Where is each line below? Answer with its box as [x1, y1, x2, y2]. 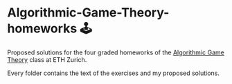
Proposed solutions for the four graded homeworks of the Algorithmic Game [7, 48, 225, 56]
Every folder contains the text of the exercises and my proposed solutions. [7, 69, 220, 77]
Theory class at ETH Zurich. [7, 55, 87, 63]
